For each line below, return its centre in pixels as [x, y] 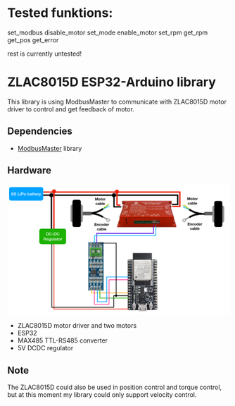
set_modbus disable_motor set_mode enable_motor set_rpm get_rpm [108, 32]
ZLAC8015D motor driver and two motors [77, 326]
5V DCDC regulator [45, 348]
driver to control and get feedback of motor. [71, 109]
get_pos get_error [33, 39]
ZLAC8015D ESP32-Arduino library [112, 82]
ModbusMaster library [50, 148]
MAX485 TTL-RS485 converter [62, 340]
